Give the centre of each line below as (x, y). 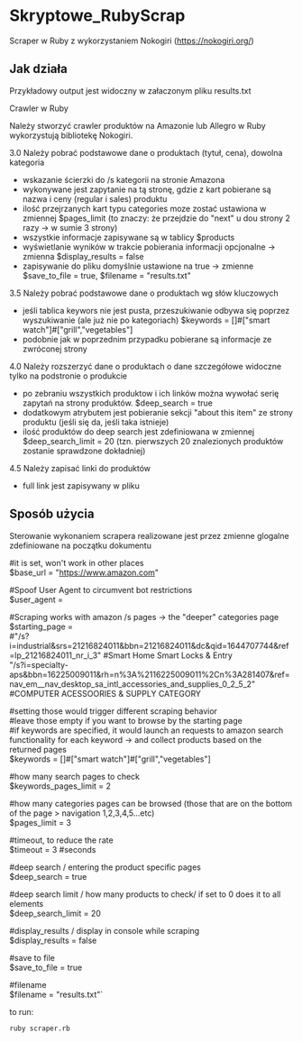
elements (27, 903)
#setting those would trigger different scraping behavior (114, 711)
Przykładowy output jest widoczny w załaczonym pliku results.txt (130, 90)
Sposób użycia (52, 514)
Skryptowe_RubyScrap (97, 16)
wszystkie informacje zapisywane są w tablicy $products (128, 237)
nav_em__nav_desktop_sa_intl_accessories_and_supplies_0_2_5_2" (133, 684)
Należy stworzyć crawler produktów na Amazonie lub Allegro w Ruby (137, 125)
